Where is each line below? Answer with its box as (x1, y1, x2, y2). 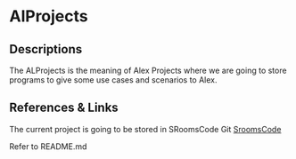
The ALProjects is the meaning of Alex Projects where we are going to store (9, 65, 287, 76)
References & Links (9, 100, 119, 115)
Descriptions (9, 42, 83, 57)
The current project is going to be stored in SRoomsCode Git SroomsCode (9, 123, 282, 134)
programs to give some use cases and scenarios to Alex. (9, 75, 218, 85)
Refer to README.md (9, 140, 87, 152)
